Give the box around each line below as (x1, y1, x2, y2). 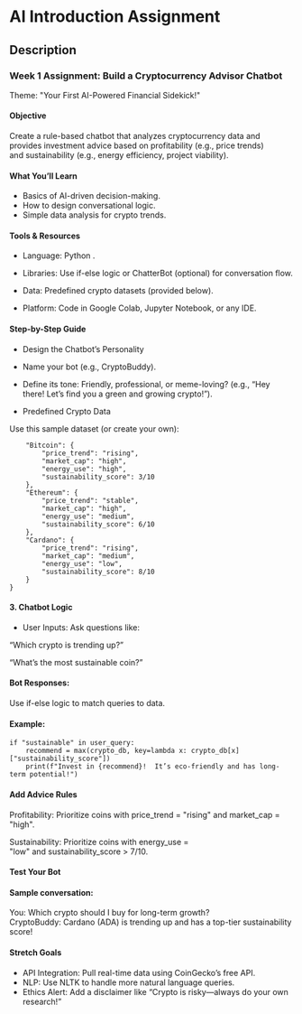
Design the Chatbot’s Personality (22, 343, 144, 354)
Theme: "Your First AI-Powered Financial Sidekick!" (9, 89, 201, 100)
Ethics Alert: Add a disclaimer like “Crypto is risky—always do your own (22, 986, 288, 997)
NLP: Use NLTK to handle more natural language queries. (22, 977, 235, 988)
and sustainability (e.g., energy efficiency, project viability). (9, 150, 229, 161)
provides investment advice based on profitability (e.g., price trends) (9, 140, 264, 151)
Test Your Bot (9, 867, 61, 878)
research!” (22, 996, 62, 1007)
